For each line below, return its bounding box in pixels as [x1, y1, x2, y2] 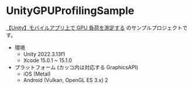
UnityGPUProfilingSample [6, 4, 135, 18]
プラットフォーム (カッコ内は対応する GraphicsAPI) [14, 63, 139, 71]
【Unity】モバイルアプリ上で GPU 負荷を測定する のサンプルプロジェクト [6, 24, 183, 31]
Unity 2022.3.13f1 [23, 50, 66, 57]
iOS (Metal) [23, 70, 51, 77]
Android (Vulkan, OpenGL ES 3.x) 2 [23, 76, 108, 83]
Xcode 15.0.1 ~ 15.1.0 [23, 57, 72, 64]
